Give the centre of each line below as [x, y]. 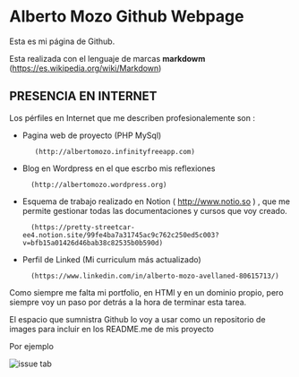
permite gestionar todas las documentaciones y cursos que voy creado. [155, 210]
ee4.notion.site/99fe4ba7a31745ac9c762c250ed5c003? [120, 235]
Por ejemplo [31, 346]
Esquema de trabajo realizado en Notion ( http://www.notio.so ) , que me [156, 201]
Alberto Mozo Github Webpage [127, 17]
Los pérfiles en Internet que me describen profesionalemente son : [132, 117]
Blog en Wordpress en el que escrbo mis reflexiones [119, 168]
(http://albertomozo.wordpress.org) [99, 184]
